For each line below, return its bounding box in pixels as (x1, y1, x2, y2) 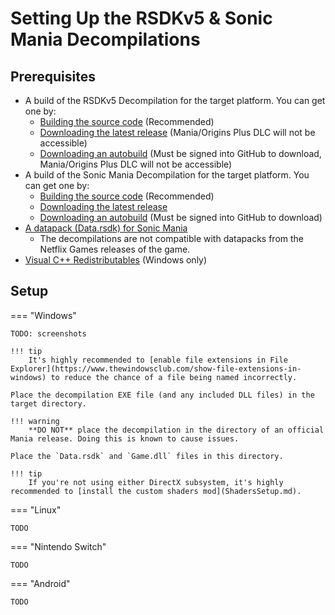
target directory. (10, 398, 87, 409)
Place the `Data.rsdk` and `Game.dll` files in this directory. (10, 451, 284, 461)
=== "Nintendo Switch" (10, 540, 107, 552)
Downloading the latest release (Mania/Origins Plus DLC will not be (39, 127, 316, 138)
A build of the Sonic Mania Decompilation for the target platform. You (24, 169, 310, 181)
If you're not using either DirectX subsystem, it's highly (28, 477, 284, 487)
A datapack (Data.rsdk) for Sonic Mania (24, 222, 188, 234)
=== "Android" (10, 577, 71, 589)
